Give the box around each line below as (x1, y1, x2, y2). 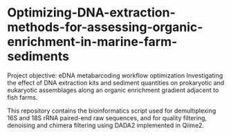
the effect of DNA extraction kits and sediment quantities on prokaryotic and (7, 78, 225, 87)
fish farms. (7, 93, 38, 101)
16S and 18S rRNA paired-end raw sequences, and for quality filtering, (7, 113, 207, 122)
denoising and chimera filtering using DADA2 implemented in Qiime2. (7, 121, 205, 129)
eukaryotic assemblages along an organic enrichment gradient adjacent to (7, 86, 219, 94)
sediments (7, 49, 69, 65)
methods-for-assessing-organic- (7, 19, 203, 35)
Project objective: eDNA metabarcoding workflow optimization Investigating (7, 71, 223, 80)
